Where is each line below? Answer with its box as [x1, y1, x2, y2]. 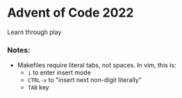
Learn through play [7, 28, 62, 36]
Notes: [7, 45, 31, 55]
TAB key [27, 83, 50, 92]
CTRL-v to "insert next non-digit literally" [27, 76, 142, 84]
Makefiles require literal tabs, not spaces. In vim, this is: [17, 61, 176, 70]
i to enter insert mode [27, 68, 92, 77]
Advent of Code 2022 [7, 5, 134, 21]
